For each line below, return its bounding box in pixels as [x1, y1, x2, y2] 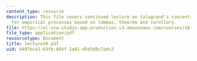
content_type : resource [6, 8, 64, 15]
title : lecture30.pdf [6, 41, 59, 47]
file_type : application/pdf [6, 30, 75, 36]
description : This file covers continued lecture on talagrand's [6, 14, 169, 20]
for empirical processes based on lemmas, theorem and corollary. [11, 19, 177, 25]
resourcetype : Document [6, 35, 64, 41]
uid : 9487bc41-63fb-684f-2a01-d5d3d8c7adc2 [6, 46, 114, 52]
